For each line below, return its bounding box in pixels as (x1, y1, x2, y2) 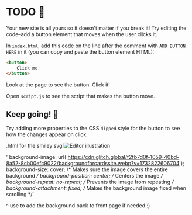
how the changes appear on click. (6, 131, 88, 138)
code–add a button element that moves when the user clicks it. (6, 30, 157, 37)
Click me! (16, 65, 41, 71)
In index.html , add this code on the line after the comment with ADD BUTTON (6, 42, 186, 49)
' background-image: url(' (6, 154, 68, 161)
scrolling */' (6, 191, 35, 198)
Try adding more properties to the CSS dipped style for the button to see (6, 125, 180, 132)
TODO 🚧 (6, 5, 46, 19)
